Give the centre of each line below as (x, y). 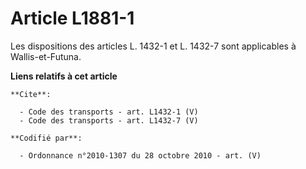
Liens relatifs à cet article (64, 76)
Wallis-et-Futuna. (46, 56)
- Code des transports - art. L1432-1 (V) (109, 112)
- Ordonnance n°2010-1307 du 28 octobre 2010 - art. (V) (140, 155)
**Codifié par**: (46, 138)
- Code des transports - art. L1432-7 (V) (109, 120)
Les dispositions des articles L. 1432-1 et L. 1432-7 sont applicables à (153, 46)
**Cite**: (31, 94)
